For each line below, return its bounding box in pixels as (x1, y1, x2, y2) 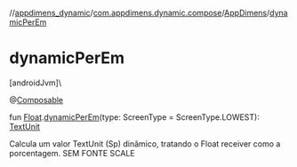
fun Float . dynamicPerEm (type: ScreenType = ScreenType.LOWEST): (9, 111, 260, 123)
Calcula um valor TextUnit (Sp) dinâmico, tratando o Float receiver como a (9, 138, 281, 149)
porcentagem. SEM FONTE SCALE (9, 147, 135, 158)
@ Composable (9, 94, 64, 105)
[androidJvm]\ (9, 77, 62, 88)
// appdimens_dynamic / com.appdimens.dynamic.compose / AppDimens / (9, 8, 270, 18)
